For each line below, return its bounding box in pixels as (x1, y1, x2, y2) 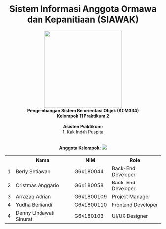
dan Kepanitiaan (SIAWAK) (27, 14, 139, 25)
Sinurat (15, 215, 33, 222)
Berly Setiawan (15, 168, 51, 175)
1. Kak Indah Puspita (62, 129, 104, 135)
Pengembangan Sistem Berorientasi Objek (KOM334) (27, 107, 139, 113)
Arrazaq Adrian (15, 193, 51, 200)
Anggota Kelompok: (59, 145, 101, 151)
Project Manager (112, 193, 151, 200)
